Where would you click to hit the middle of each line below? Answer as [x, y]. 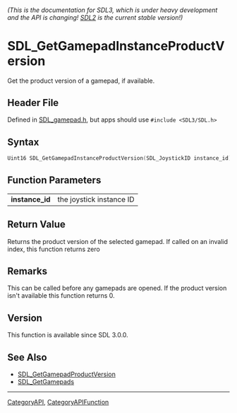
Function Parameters [54, 180]
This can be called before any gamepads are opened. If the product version [117, 288]
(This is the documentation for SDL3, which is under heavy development [113, 10]
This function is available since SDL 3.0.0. [68, 335]
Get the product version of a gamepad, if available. [81, 81]
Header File [33, 103]
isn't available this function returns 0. [61, 296]
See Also [27, 357]
